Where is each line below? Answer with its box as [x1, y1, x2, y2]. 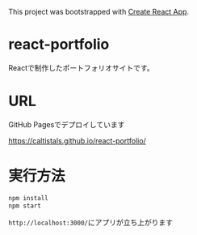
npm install [8, 194, 48, 202]
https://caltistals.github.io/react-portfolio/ [8, 135, 147, 145]
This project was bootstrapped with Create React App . [8, 7, 190, 16]
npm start [8, 202, 42, 210]
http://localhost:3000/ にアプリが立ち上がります [8, 217, 174, 227]
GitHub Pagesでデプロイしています [8, 119, 125, 129]
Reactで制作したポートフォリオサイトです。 [8, 62, 155, 72]
